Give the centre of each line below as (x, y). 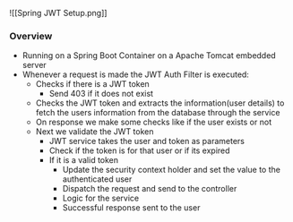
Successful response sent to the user (131, 208)
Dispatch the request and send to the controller (150, 189)
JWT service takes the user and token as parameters (146, 141)
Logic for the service (101, 198)
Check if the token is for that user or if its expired (139, 150)
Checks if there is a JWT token (92, 84)
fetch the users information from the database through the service (158, 113)
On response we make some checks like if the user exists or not (153, 122)
